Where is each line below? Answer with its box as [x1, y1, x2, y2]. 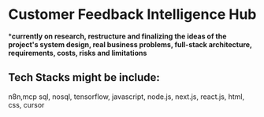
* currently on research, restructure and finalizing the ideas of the [8, 31, 227, 41]
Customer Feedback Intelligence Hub [8, 5, 257, 24]
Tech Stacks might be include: [8, 71, 160, 84]
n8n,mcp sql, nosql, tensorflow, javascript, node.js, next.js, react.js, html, [8, 92, 245, 101]
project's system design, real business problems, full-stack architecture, [8, 39, 252, 49]
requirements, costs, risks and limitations [8, 48, 147, 57]
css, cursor [8, 100, 45, 109]
